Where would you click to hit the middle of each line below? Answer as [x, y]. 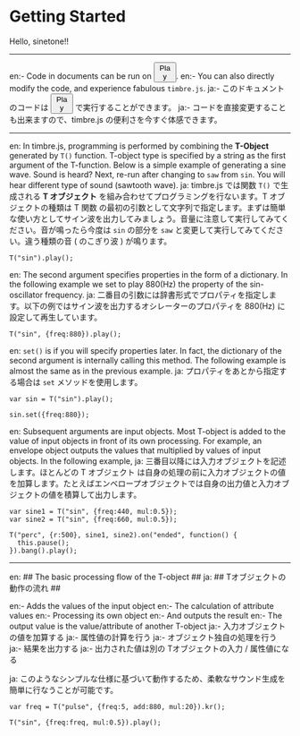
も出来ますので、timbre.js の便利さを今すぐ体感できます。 [116, 119]
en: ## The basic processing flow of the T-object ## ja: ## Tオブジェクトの [148, 577]
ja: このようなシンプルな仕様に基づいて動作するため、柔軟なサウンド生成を [147, 679]
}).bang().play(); [43, 551]
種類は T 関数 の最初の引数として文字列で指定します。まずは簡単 [167, 207]
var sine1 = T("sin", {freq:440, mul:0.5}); [93, 511]
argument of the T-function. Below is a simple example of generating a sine [148, 165]
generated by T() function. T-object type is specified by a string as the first [148, 155]
